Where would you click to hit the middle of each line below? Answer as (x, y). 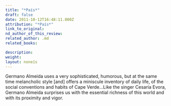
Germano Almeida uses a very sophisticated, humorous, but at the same (81, 76)
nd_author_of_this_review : (34, 34)
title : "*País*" (22, 10)
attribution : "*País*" (29, 24)
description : (19, 52)
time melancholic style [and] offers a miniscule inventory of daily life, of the (84, 82)
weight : (14, 57)
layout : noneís (21, 62)
